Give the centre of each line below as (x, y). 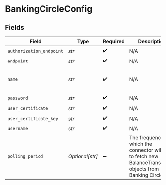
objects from (144, 169)
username (18, 128)
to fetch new (144, 156)
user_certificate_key (33, 118)
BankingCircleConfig (49, 9)
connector (141, 150)
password (18, 98)
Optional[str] (83, 156)
